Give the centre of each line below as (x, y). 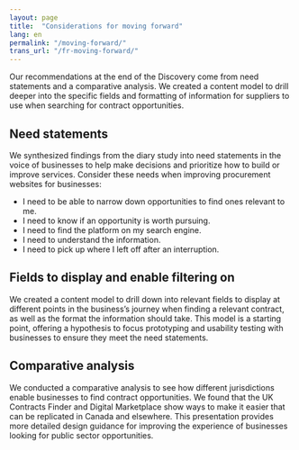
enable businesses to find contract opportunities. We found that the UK (141, 397)
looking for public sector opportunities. (82, 435)
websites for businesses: (55, 184)
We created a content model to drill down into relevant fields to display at (145, 299)
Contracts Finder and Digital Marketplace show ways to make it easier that (147, 407)
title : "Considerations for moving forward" (96, 26)
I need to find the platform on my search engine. (112, 229)
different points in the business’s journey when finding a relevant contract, (147, 309)
